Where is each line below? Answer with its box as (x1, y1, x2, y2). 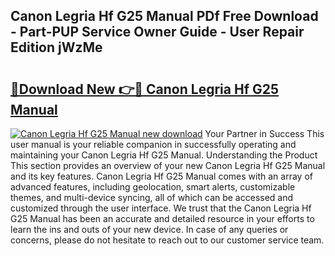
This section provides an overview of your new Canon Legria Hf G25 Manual (10, 160, 326, 171)
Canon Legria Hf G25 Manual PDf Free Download (10, 8, 319, 25)
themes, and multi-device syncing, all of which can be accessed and (10, 192, 294, 203)
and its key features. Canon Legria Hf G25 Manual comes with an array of (10, 170, 313, 182)
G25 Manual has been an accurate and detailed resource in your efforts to (10, 213, 315, 224)
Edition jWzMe (10, 39, 103, 56)
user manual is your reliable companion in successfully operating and (10, 139, 297, 150)
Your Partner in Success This (204, 128, 325, 139)
